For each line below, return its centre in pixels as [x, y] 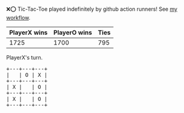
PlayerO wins [73, 32]
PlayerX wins [28, 32]
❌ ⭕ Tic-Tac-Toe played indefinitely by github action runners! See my [92, 9]
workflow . [18, 18]
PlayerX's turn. [25, 57]
